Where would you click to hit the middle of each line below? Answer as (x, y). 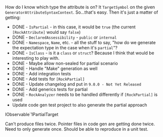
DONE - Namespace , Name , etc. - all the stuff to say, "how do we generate (84, 43)
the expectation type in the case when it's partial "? (65, 48)
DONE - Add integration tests (42, 74)
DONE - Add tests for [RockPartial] (48, 79)
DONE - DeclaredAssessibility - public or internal (64, 37)
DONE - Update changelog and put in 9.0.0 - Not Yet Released (77, 84)
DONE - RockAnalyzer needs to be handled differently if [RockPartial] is (85, 94)
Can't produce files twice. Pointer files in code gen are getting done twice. (80, 124)
